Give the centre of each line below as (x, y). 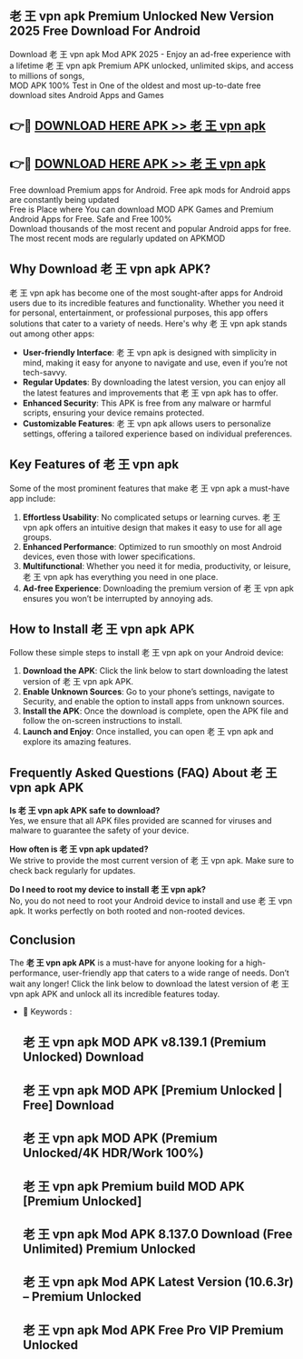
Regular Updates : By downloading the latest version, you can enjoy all (154, 382)
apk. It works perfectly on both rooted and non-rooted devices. (127, 911)
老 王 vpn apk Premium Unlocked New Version (142, 16)
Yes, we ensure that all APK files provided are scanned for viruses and (141, 821)
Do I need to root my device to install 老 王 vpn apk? (108, 890)
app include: (33, 498)
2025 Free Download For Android (105, 31)
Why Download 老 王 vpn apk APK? (110, 270)
